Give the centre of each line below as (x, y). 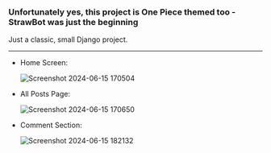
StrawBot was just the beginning (73, 22)
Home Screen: (44, 63)
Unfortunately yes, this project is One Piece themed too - (122, 12)
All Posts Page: (45, 94)
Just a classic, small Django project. (68, 39)
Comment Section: (51, 125)
